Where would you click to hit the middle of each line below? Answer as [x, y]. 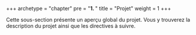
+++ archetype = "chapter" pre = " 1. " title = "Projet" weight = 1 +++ [89, 8]
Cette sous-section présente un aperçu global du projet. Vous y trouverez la [98, 20]
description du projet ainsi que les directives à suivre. [71, 26]
